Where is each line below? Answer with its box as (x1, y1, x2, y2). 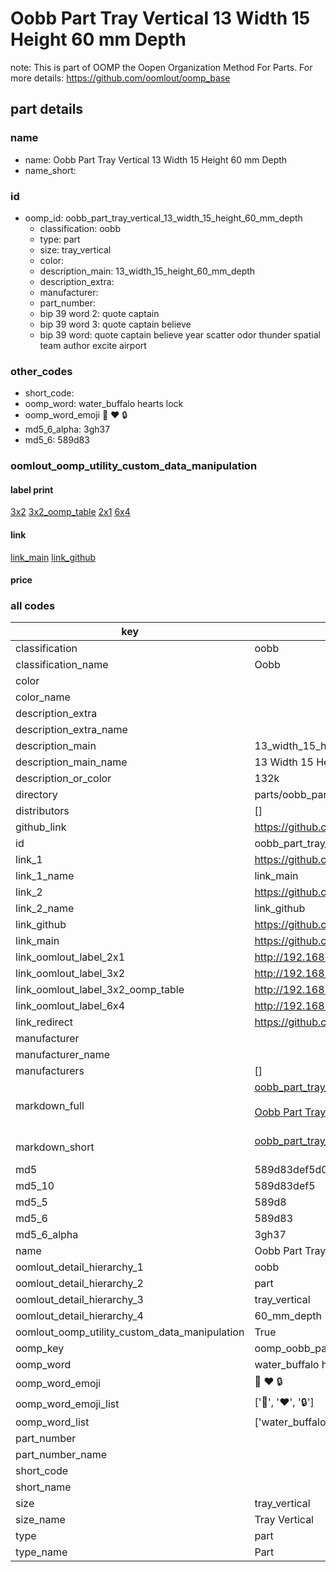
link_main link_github (10, 551, 97, 563)
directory (15, 788, 58, 802)
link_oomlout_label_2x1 (15, 950, 126, 964)
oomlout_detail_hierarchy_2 (15, 1277, 144, 1291)
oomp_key (15, 1342, 65, 1356)
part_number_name (15, 1448, 107, 1462)
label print (10, 483, 54, 496)
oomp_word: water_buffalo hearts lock (24, 398, 184, 410)
